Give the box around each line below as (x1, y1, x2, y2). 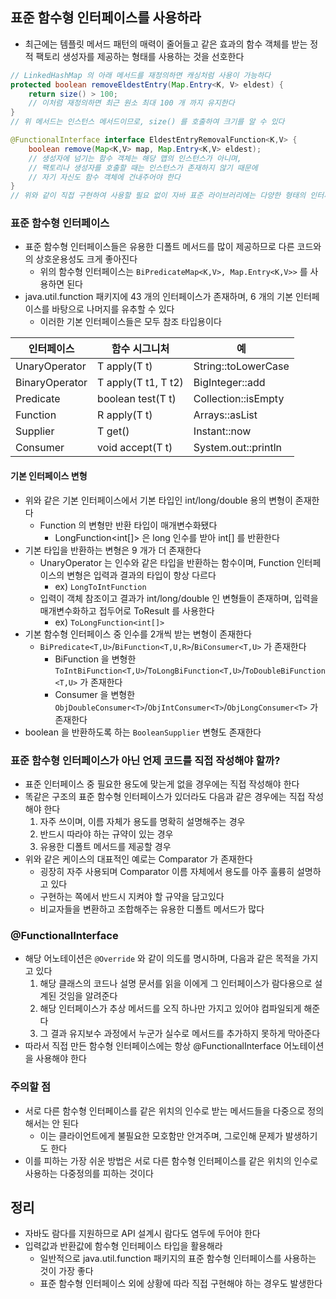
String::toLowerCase (193, 359, 290, 373)
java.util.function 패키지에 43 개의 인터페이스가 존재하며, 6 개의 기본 (24, 291, 294, 303)
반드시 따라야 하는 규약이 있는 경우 (39, 828, 174, 840)
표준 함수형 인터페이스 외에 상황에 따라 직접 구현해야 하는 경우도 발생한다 (39, 1278, 323, 1290)
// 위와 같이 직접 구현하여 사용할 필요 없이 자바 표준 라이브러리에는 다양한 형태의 (10, 191, 307, 201)
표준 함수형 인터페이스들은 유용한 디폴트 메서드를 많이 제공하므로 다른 (24, 241, 295, 253)
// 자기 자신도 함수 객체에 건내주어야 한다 (28, 172, 181, 182)
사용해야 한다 (35, 1053, 87, 1065)
